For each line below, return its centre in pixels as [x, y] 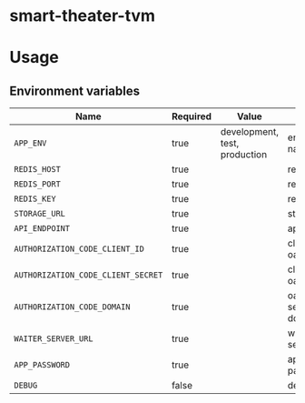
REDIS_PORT [37, 184]
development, [250, 132]
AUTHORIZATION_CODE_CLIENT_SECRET [89, 275]
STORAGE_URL [40, 214]
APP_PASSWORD [42, 365]
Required [191, 116]
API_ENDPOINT [42, 229]
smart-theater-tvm [83, 16]
